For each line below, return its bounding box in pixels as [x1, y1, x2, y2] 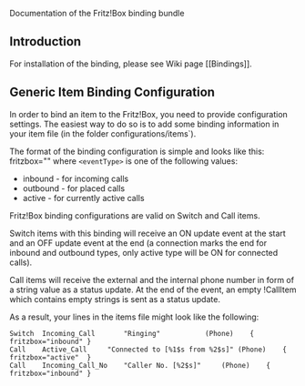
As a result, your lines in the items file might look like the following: [9, 311, 259, 322]
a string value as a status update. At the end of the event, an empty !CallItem [9, 284, 297, 295]
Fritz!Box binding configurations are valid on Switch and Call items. [9, 209, 261, 221]
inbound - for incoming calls [22, 173, 129, 184]
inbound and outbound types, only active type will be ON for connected [9, 247, 279, 258]
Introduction [9, 34, 82, 49]
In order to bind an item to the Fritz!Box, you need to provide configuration [9, 108, 289, 119]
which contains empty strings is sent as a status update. [9, 293, 221, 304]
